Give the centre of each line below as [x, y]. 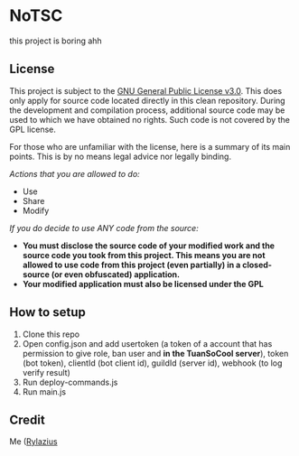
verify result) [46, 372]
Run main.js [44, 391]
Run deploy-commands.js [70, 382]
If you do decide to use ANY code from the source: [104, 228]
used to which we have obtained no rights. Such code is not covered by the [150, 119]
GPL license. [33, 129]
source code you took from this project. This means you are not [144, 255]
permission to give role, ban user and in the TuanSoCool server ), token [155, 353]
